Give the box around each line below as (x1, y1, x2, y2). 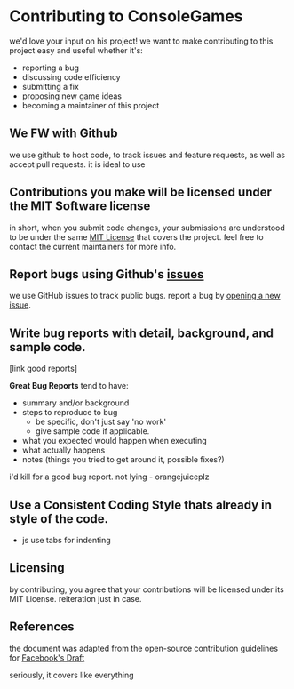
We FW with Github (9, 126, 118, 141)
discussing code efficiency (21, 71, 122, 82)
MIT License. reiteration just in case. (9, 593, 142, 604)
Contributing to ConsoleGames (9, 6, 243, 27)
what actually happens (21, 445, 106, 455)
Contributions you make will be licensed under (9, 185, 273, 200)
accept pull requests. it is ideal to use (9, 158, 146, 170)
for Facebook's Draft (9, 652, 85, 663)
